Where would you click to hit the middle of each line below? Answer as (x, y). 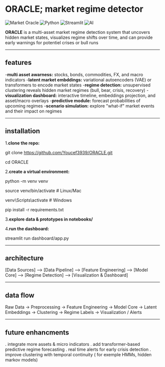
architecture (25, 258)
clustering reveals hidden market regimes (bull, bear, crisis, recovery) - (77, 90)
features (18, 63)
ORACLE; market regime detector (74, 9)
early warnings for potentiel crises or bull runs (52, 42)
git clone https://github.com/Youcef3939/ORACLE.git (59, 152)
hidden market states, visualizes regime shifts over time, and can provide (79, 37)
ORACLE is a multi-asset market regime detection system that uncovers (78, 32)
